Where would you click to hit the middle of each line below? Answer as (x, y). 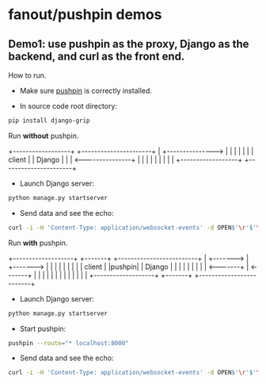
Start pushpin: (43, 328)
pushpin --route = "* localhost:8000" (68, 343)
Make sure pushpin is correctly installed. (86, 90)
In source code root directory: (68, 106)
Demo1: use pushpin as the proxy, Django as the (129, 44)
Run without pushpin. (44, 136)
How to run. (27, 75)
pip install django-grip (49, 121)
